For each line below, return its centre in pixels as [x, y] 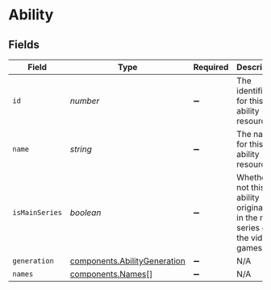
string [81, 149]
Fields [24, 45]
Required [211, 67]
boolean [85, 213]
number [85, 101]
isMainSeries [38, 212]
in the [247, 217]
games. [250, 248]
